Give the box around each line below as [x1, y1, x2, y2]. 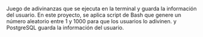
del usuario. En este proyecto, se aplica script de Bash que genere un [6, 11, 182, 18]
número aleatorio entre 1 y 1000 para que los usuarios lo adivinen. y [6, 18, 177, 24]
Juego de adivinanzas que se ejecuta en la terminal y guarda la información [6, 5, 197, 12]
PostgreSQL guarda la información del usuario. [6, 24, 124, 31]
